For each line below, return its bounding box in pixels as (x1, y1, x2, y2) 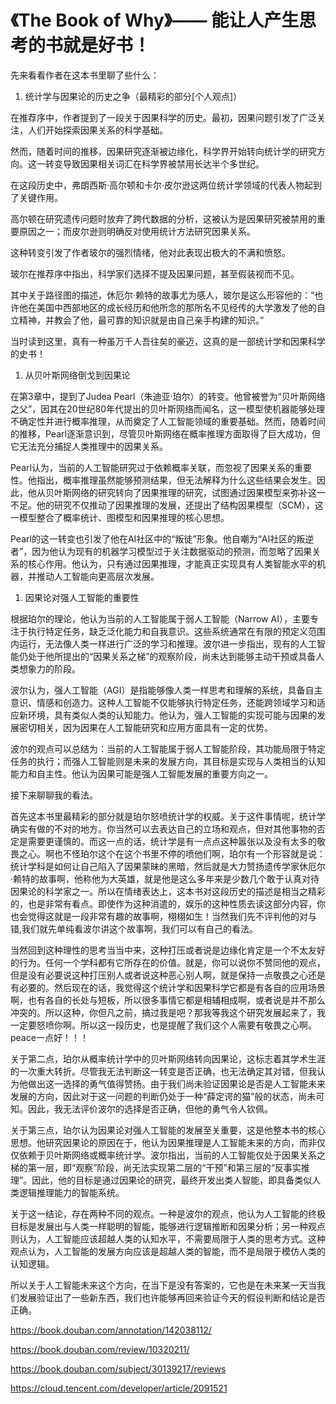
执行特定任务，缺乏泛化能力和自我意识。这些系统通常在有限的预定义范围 (27, 625, 326, 637)
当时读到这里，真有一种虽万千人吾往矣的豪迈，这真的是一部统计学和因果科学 (10, 335, 326, 347)
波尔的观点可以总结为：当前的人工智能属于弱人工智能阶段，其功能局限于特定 (10, 742, 326, 755)
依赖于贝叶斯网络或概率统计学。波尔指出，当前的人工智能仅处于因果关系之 (18, 1149, 326, 1161)
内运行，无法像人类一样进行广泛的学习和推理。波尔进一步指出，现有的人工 (10, 637, 317, 650)
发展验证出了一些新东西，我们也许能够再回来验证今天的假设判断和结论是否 (18, 1291, 326, 1303)
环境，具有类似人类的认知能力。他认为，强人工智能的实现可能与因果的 (27, 709, 317, 721)
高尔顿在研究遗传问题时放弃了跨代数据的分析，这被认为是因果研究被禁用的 (10, 212, 317, 225)
